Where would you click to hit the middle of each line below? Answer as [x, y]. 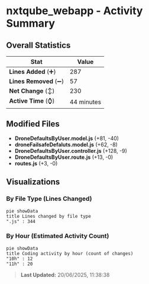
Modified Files [33, 124]
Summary [30, 23]
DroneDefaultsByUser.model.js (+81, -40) [67, 138]
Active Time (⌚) [32, 101]
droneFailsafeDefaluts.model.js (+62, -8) [66, 144]
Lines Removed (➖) [36, 81]
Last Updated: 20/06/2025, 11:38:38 [65, 275]
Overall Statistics [38, 45]
